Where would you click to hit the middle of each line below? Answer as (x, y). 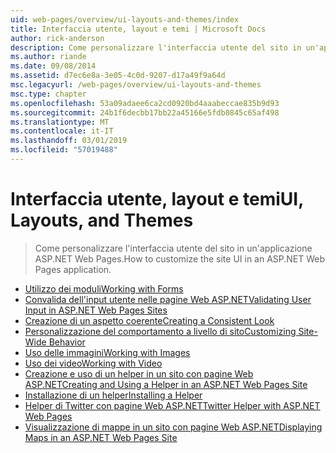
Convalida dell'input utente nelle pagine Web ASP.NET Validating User (168, 299)
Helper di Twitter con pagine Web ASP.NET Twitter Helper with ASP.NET (172, 405)
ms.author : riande (48, 57)
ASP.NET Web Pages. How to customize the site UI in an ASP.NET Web (180, 258)
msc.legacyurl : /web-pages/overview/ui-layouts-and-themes (136, 85)
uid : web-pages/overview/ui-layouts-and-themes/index (125, 19)
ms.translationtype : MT (60, 122)
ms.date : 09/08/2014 (53, 66)
